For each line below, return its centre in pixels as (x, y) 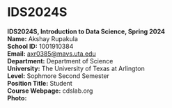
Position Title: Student (40, 83)
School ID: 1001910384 (40, 46)
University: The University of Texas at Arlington (76, 68)
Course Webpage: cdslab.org (50, 91)
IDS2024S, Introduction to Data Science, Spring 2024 (86, 31)
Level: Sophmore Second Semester (58, 76)
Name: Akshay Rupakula (43, 38)
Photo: (17, 98)
